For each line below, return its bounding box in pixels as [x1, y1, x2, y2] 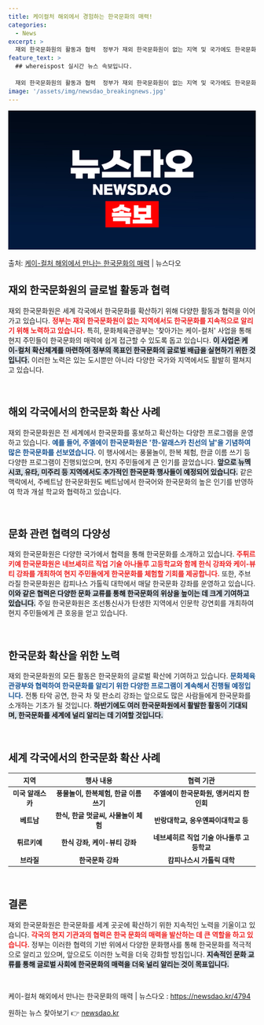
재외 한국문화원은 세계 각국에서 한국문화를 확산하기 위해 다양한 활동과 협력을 [8, 306, 241, 315]
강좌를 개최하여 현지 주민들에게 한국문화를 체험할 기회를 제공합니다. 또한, [16, 569, 237, 579]
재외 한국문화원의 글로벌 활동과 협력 [8, 284, 170, 297]
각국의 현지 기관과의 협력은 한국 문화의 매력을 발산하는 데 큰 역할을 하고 [31, 930, 246, 939]
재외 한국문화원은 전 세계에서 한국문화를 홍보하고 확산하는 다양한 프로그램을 [8, 428, 240, 437]
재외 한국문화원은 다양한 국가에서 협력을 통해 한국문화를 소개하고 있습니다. [8, 549, 235, 559]
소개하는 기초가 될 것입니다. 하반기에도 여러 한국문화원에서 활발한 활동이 [8, 700, 228, 711]
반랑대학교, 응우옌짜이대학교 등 [154, 816, 249, 825]
